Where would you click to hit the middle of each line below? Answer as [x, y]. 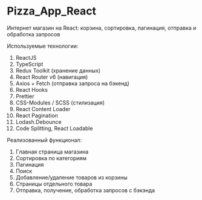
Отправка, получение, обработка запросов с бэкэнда [85, 190]
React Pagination [37, 115]
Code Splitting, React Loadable [54, 128]
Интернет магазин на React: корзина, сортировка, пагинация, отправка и [102, 28]
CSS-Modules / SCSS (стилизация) [60, 102]
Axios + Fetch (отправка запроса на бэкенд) [72, 83]
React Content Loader [43, 109]
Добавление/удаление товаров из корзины [71, 177]
